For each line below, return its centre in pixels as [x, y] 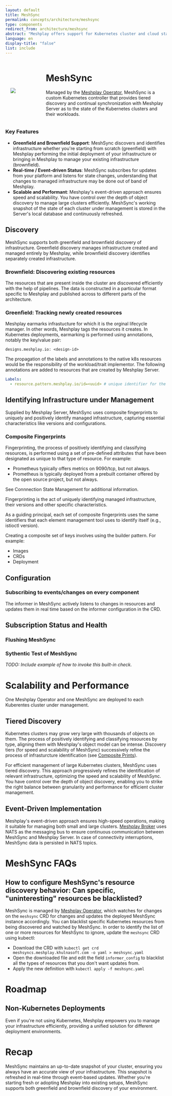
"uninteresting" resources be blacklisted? [74, 898]
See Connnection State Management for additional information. [72, 490]
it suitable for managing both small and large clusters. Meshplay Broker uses [86, 826]
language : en [19, 39]
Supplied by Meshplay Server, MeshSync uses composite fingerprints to [81, 412]
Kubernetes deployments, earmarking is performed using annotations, [79, 335]
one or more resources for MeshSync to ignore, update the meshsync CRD [82, 932]
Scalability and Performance [67, 685]
